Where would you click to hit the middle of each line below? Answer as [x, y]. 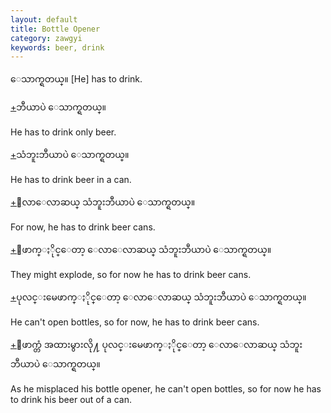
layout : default [44, 19]
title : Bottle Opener [55, 29]
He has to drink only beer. [63, 132]
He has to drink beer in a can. [71, 180]
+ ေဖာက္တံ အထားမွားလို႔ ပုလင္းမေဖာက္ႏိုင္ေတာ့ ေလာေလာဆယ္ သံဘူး [156, 345]
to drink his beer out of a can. [71, 400]
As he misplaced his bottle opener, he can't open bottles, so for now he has [166, 389]
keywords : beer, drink [57, 47]
